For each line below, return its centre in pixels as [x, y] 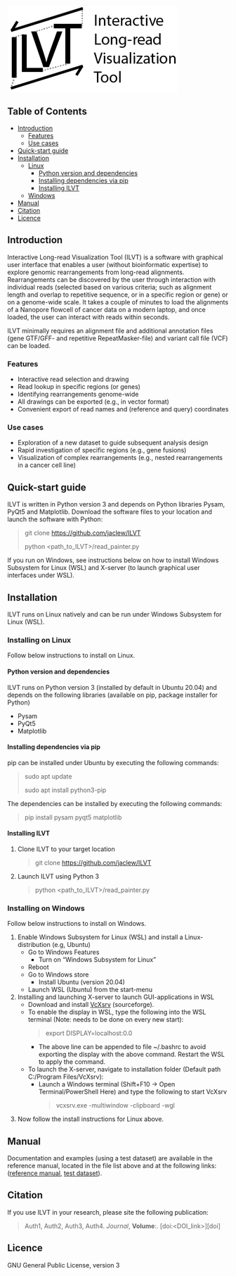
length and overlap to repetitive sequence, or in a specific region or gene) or [118, 295]
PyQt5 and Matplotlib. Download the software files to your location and [110, 512]
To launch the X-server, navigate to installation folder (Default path [124, 1070]
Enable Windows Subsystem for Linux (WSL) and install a [100, 937]
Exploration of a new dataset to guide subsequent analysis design [113, 442]
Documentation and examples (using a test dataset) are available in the [110, 1158]
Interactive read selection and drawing [73, 379]
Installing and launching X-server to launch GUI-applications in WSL [116, 997]
